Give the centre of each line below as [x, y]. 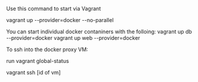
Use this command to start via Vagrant [54, 9]
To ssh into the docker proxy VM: [47, 49]
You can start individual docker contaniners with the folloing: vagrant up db [99, 31]
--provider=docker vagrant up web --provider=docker [73, 38]
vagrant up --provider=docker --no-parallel [60, 20]
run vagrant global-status [37, 61]
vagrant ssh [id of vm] [34, 72]
